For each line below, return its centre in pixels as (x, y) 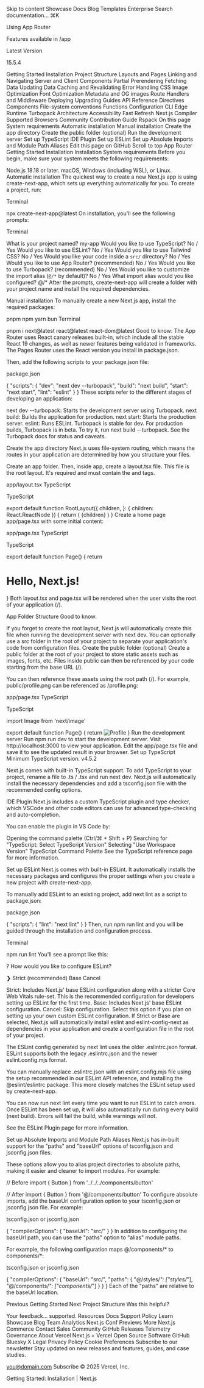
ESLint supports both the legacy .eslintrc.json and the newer (82, 1053)
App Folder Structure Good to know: (52, 616)
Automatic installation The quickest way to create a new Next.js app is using (102, 177)
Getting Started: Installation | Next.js (52, 1378)
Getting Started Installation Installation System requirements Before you (96, 152)
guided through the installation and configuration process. (79, 931)
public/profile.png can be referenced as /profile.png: (72, 685)
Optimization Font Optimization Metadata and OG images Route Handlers (98, 94)
